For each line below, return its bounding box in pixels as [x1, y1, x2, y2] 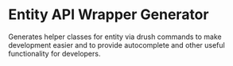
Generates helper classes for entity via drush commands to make [8, 32, 223, 41]
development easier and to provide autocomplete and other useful [8, 40, 225, 49]
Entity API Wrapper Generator [8, 6, 209, 24]
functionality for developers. [8, 49, 101, 58]
